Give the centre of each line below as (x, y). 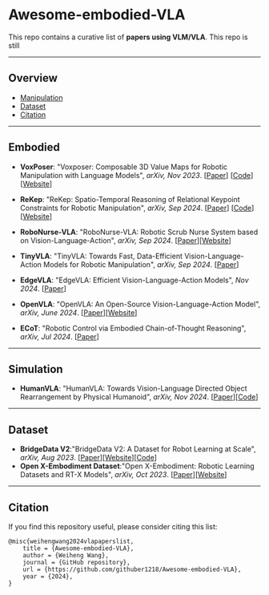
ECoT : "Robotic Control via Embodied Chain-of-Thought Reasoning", (133, 328)
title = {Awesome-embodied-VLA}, (78, 548)
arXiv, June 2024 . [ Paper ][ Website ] (78, 312)
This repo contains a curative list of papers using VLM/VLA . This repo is (128, 37)
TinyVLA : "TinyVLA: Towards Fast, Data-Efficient (101, 256)
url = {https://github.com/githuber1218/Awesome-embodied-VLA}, (132, 569)
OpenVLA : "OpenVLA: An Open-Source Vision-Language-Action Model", (140, 304)
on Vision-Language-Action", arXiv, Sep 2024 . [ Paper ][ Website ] (126, 240)
